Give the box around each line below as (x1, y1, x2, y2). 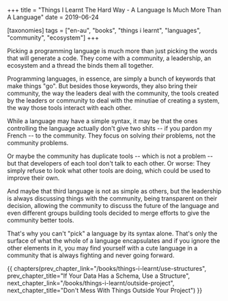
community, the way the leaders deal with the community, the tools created (7, 89, 219, 97)
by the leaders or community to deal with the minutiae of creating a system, (7, 96, 220, 105)
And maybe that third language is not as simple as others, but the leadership (7, 187, 222, 195)
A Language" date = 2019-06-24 (7, 13, 99, 21)
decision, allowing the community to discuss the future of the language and (7, 202, 220, 209)
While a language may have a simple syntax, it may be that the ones (7, 117, 198, 125)
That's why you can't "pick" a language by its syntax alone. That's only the (7, 229, 218, 237)
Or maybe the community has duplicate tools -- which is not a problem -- (7, 152, 214, 160)
